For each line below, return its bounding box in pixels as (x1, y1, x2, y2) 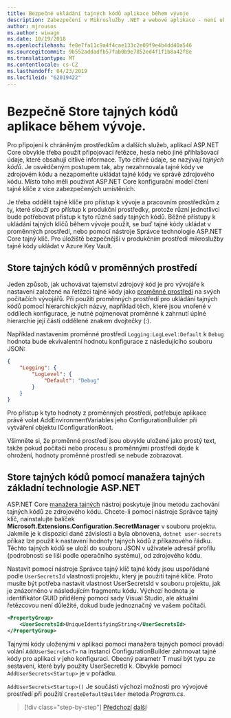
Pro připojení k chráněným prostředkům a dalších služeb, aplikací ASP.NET (7, 141, 219, 149)
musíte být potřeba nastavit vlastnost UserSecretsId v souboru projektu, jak (7, 579, 221, 588)
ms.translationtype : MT (7, 55, 76, 62)
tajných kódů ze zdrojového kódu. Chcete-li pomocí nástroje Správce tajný (7, 508, 219, 516)
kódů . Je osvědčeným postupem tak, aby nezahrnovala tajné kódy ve (7, 163, 204, 171)
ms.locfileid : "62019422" (7, 74, 81, 81)
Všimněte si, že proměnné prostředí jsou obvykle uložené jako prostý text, (7, 437, 217, 445)
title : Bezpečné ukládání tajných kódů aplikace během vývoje (7, 10, 189, 17)
